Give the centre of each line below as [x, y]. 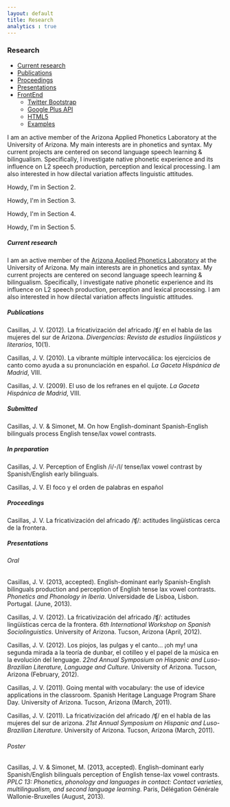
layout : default [30, 13]
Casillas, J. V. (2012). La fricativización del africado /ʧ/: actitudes [99, 617]
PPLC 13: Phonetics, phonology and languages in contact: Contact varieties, [115, 782]
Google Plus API [50, 109]
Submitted [22, 409]
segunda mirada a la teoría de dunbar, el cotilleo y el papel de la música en [113, 653]
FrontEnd [30, 94]
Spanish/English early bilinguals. [53, 474]
